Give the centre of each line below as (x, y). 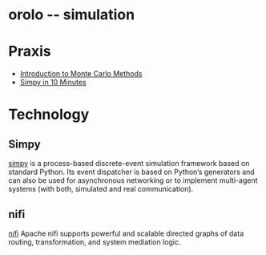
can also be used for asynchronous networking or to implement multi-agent (133, 180)
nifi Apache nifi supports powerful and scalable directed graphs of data (126, 233)
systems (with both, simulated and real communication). (101, 189)
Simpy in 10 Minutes (53, 83)
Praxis (30, 52)
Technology (49, 115)
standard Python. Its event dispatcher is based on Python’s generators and (131, 172)
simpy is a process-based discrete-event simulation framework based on (129, 164)
